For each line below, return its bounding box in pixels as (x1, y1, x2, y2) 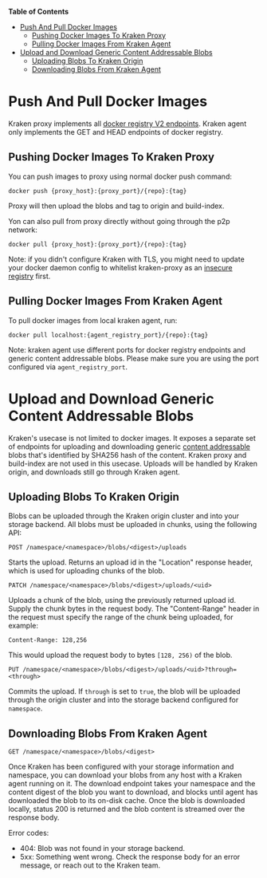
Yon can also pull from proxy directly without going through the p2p (8, 216, 230, 226)
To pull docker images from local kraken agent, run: (8, 315, 178, 325)
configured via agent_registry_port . (8, 362, 128, 372)
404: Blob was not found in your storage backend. (19, 844, 186, 853)
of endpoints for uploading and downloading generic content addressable (8, 442, 251, 451)
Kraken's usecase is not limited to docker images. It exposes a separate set (8, 433, 257, 443)
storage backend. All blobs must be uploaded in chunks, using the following (8, 520, 257, 530)
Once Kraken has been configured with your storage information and (8, 762, 234, 772)
